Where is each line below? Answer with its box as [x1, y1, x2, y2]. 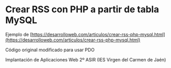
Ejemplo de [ [5, 31, 32, 37]
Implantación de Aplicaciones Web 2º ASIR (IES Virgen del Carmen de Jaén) [5, 56, 166, 62]
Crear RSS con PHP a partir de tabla [5, 4, 159, 15]
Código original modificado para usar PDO [5, 47, 95, 53]
